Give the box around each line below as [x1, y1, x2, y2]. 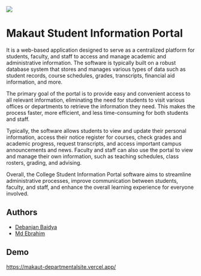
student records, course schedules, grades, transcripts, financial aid [6, 72, 175, 79]
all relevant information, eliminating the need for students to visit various [6, 96, 185, 103]
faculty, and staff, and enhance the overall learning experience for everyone [6, 183, 194, 191]
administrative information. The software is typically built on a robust [6, 59, 176, 66]
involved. [6, 189, 29, 197]
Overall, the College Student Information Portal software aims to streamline [6, 171, 191, 178]
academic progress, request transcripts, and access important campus [6, 140, 182, 147]
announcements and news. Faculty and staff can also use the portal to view [6, 146, 193, 153]
